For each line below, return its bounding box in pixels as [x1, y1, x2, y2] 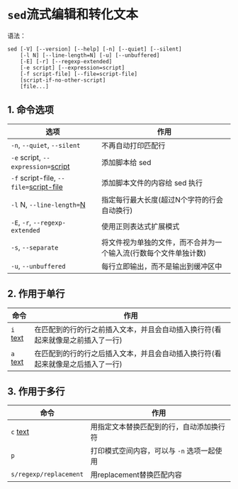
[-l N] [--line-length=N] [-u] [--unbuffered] [20, 51, 160, 59]
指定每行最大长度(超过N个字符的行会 [101, 195, 223, 205]
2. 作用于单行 [7, 288, 65, 300]
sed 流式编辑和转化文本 [7, 6, 138, 23]
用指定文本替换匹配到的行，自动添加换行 [90, 422, 225, 432]
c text [11, 427, 30, 437]
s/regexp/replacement [11, 471, 84, 478]
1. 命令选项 [7, 104, 55, 116]
